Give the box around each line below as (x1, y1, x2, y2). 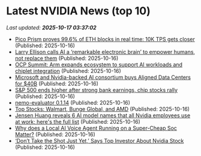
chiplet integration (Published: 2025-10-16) (14, 67, 121, 74)
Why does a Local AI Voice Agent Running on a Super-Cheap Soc (14, 124, 177, 131)
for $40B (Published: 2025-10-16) (14, 79, 99, 87)
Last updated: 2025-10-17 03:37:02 (6, 24, 97, 31)
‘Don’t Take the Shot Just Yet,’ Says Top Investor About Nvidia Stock (14, 137, 184, 144)
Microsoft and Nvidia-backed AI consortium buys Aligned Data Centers (14, 74, 191, 81)
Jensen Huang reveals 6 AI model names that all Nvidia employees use (14, 112, 191, 119)
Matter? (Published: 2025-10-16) (14, 130, 96, 138)
